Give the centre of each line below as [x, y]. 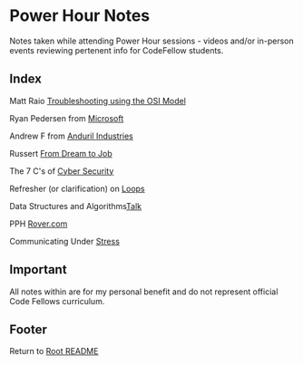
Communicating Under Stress [65, 241]
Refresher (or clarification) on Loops [77, 188]
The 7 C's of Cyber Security [62, 171]
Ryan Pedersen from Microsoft [67, 118]
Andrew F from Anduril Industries [71, 136]
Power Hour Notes [80, 16]
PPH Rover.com [39, 224]
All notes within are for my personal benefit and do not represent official [144, 292]
